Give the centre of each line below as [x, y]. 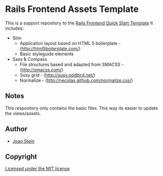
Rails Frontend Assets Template [72, 9]
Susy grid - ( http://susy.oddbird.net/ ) [58, 75]
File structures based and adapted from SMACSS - [72, 64]
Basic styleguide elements [47, 54]
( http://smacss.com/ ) [41, 70]
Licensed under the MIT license [38, 169]
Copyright [21, 156]
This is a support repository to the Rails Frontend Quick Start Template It [79, 23]
